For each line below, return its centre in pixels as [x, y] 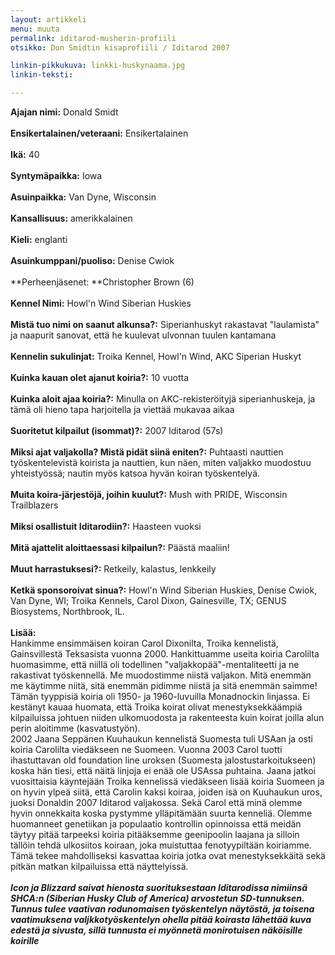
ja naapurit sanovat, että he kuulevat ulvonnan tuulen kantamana [143, 335]
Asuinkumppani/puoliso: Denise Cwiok [92, 260]
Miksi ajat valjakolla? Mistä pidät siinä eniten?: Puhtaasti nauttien [147, 452]
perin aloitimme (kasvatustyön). [75, 728]
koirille [25, 940]
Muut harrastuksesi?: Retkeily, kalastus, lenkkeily [113, 569]
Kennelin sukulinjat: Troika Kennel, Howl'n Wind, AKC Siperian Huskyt [156, 356]
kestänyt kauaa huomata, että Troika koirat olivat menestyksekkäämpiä [156, 707]
